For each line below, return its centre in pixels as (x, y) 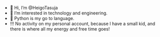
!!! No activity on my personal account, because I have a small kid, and (82, 23)
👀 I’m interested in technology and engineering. (58, 13)
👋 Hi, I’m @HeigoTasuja (34, 8)
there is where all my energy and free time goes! (60, 29)
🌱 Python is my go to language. (42, 18)
